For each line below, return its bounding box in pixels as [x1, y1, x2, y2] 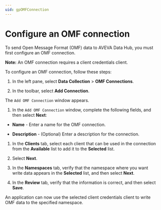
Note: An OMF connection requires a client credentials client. [5, 59, 128, 65]
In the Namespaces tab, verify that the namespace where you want [12, 165, 148, 171]
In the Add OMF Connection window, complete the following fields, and [12, 106, 151, 113]
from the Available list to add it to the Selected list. [12, 146, 115, 152]
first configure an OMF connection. [5, 50, 76, 55]
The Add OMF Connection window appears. [5, 97, 89, 103]
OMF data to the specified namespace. [5, 199, 83, 205]
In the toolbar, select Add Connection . [12, 88, 90, 94]
